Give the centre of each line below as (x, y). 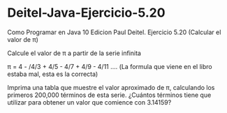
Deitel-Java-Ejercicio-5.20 (86, 13)
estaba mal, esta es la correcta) (53, 74)
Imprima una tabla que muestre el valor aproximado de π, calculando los (111, 87)
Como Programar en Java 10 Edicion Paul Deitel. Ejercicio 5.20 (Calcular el (114, 32)
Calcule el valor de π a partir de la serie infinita (74, 53)
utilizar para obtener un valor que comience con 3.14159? (89, 102)
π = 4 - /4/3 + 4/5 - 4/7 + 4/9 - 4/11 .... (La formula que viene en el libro (110, 66)
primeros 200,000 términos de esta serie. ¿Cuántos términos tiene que (109, 95)
